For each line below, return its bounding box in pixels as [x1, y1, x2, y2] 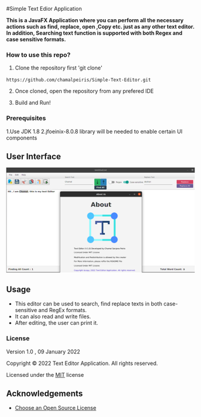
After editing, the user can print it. [14, 319, 99, 327]
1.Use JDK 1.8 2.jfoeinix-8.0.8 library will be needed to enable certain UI [6, 128, 182, 135]
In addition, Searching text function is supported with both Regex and [6, 29, 182, 37]
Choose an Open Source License [14, 404, 97, 412]
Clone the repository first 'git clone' [14, 64, 103, 71]
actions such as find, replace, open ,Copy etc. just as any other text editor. [6, 23, 194, 30]
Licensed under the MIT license [6, 371, 84, 378]
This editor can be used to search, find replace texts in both [14, 300, 163, 307]
